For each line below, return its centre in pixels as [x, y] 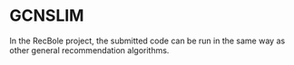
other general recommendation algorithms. [89, 50]
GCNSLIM [47, 16]
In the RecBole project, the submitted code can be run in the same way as [147, 41]
